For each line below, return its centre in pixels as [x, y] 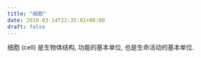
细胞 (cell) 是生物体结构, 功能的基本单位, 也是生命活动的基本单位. [101, 48]
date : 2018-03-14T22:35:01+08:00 [56, 20]
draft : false [26, 27]
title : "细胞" [27, 14]
